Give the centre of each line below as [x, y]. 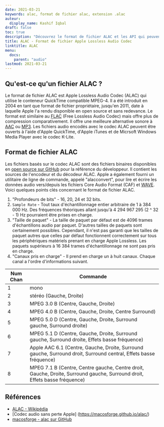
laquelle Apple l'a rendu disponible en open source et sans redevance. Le [79, 111]
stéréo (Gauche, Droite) [57, 295]
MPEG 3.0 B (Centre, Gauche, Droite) [72, 304]
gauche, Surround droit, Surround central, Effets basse [92, 353]
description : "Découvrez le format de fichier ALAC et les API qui [75, 37]
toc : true [15, 32]
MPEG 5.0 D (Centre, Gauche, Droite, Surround [83, 319]
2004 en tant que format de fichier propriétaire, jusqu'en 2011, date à [74, 106]
